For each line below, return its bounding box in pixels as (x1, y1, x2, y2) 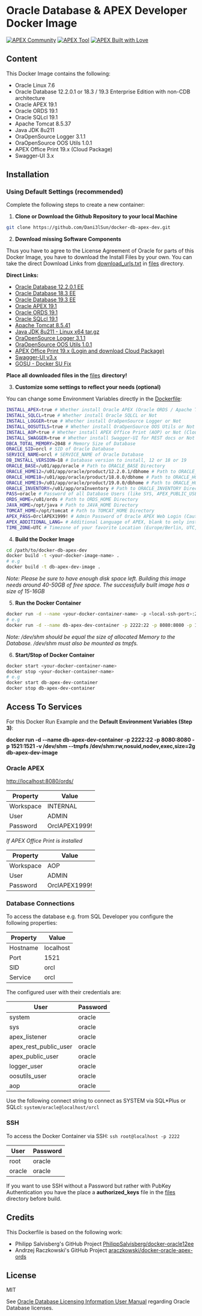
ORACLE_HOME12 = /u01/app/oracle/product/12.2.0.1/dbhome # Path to (6, 468, 176, 474)
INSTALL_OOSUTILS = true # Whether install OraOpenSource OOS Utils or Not (6, 423, 195, 430)
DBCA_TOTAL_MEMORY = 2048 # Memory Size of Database (6, 441, 136, 447)
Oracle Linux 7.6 (14, 81, 55, 89)
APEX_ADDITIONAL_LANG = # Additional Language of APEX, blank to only (6, 519, 185, 525)
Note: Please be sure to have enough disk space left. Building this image (6, 575, 186, 582)
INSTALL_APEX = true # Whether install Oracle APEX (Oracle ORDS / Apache (6, 407, 192, 413)
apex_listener (9, 1033, 47, 1041)
